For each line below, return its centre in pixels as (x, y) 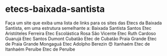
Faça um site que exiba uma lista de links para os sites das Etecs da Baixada (83, 23)
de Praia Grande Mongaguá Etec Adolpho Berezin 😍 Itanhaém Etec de (78, 44)
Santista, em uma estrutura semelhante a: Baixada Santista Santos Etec (78, 28)
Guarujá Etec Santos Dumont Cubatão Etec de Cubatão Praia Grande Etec (81, 39)
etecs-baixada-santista (55, 9)
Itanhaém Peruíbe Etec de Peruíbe (40, 49)
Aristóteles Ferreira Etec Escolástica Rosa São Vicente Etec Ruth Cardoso (81, 33)
